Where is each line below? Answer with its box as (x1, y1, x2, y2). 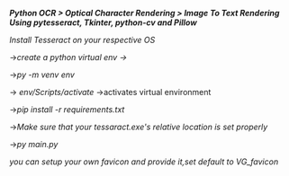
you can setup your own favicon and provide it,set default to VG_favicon (9, 156, 279, 167)
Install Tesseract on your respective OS (9, 35, 156, 45)
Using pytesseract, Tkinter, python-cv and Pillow (9, 17, 198, 28)
